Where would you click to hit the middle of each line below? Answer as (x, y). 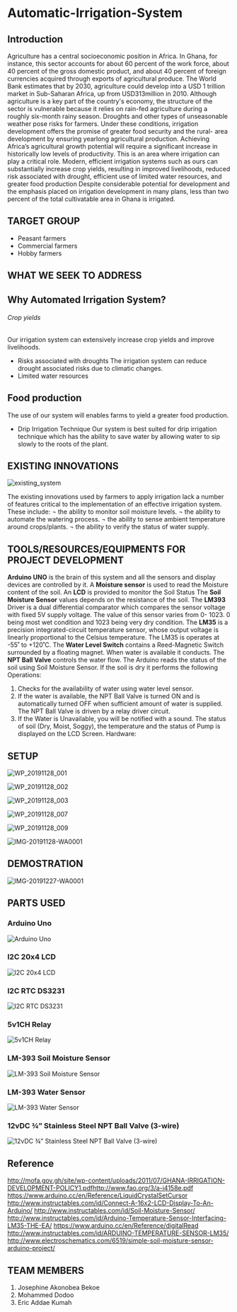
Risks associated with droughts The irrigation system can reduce (112, 361)
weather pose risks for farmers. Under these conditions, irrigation (103, 124)
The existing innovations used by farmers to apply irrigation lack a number (116, 497)
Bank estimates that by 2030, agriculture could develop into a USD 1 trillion (116, 86)
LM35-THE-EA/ (30, 1226)
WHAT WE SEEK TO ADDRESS (75, 276)
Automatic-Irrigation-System (95, 13)
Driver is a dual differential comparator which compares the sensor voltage (116, 607)
